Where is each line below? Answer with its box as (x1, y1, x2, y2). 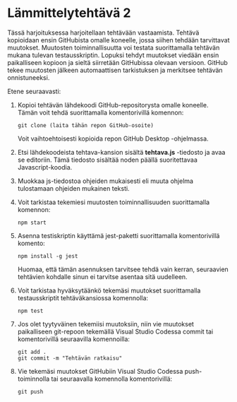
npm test (17, 307, 44, 314)
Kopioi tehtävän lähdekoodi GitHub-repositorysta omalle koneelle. (17, 100, 209, 109)
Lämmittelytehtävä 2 (7, 5, 131, 21)
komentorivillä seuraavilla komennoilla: (17, 334, 130, 343)
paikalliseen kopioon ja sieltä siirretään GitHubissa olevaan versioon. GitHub (7, 58, 228, 66)
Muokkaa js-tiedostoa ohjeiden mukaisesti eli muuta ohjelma (17, 177, 194, 185)
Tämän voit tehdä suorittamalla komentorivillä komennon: (17, 108, 184, 117)
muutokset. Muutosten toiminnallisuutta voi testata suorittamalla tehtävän (7, 43, 220, 52)
